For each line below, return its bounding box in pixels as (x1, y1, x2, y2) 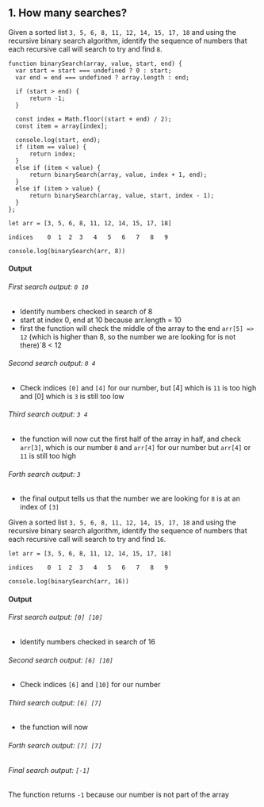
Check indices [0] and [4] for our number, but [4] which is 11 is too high (19, 382, 257, 392)
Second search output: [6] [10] (8, 655, 113, 665)
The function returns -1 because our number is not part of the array (8, 790, 230, 800)
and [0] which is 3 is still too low (19, 391, 124, 401)
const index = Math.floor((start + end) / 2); (15, 115, 172, 123)
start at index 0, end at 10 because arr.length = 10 (19, 315, 182, 325)
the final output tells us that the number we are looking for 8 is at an (19, 494, 240, 503)
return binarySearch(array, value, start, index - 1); (29, 191, 215, 199)
